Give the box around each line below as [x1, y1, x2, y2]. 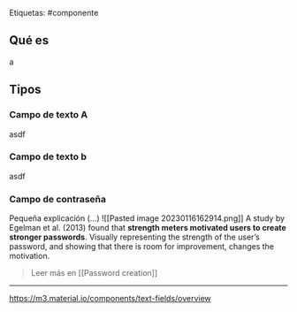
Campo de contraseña [9, 193, 107, 205]
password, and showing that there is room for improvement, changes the [9, 241, 275, 252]
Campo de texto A [9, 109, 88, 121]
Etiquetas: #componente [9, 8, 99, 18]
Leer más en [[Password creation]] [30, 268, 158, 278]
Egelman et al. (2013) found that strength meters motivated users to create [9, 223, 287, 233]
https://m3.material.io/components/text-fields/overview [9, 293, 212, 304]
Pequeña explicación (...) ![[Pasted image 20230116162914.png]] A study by [9, 213, 286, 224]
